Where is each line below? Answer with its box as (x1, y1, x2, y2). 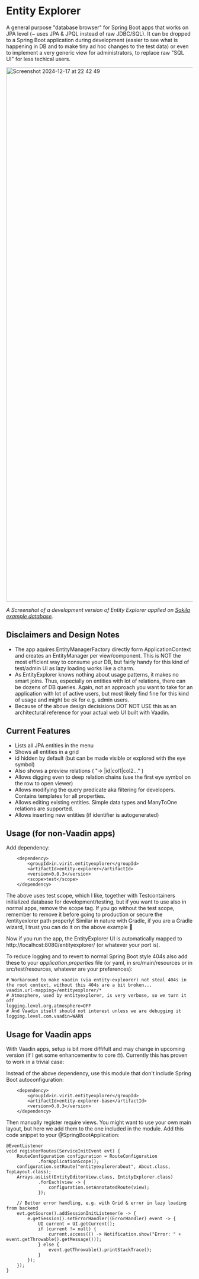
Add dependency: (6, 844, 50, 851)
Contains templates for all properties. (14, 792, 105, 800)
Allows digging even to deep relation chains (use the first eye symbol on (14, 773, 191, 781)
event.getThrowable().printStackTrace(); (48, 1247, 152, 1253)
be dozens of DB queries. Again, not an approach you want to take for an (14, 683, 193, 690)
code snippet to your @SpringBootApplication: (6, 1132, 120, 1139)
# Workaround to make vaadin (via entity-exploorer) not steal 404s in (6, 977, 187, 983)
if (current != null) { (37, 1226, 97, 1232)
